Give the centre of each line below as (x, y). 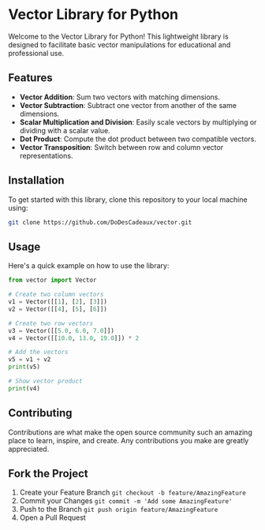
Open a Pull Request (53, 517)
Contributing (40, 413)
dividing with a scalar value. (65, 130)
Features (30, 78)
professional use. (36, 53)
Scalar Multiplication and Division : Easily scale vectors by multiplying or (138, 122)
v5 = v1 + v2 (30, 360)
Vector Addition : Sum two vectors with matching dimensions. (120, 97)
